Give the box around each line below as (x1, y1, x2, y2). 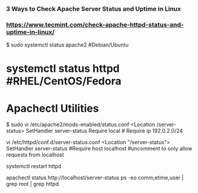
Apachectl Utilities (6, 102, 99, 115)
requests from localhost (6, 151, 64, 158)
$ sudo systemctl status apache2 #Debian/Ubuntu (6, 41, 129, 48)
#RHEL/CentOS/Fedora (6, 74, 122, 88)
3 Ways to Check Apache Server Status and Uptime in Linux (6, 5, 181, 13)
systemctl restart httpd (6, 163, 62, 170)
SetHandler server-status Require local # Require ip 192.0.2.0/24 (25, 127, 183, 135)
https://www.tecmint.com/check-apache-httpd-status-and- (6, 20, 184, 28)
